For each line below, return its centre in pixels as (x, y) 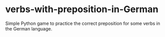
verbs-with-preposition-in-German (82, 9)
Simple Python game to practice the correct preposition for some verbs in (83, 23)
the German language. (29, 28)
